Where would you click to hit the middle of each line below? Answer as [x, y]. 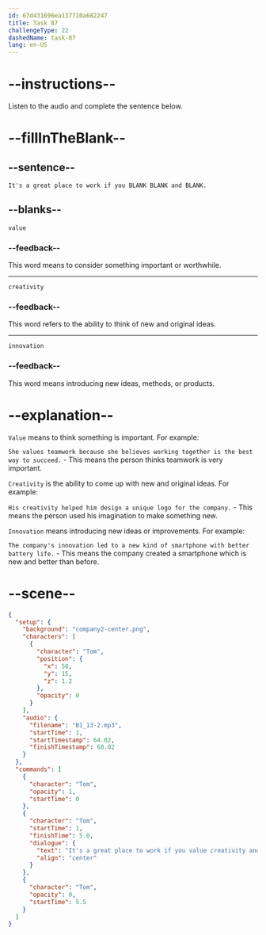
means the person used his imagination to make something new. [113, 515]
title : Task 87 [33, 23]
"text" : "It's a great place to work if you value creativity [141, 850]
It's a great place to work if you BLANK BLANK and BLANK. [108, 186]
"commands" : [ [38, 769]
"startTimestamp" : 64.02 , [72, 740]
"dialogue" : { [53, 843]
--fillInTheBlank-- [67, 138]
